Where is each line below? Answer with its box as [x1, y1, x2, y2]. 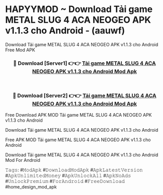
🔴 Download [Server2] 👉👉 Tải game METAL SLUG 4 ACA [12, 92, 157, 99]
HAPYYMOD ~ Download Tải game [5, 4, 153, 15]
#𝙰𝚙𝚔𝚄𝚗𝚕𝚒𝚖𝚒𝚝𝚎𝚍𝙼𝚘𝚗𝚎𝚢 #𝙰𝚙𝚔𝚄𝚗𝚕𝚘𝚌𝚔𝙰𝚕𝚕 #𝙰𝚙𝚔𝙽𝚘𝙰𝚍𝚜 [5, 172, 131, 178]
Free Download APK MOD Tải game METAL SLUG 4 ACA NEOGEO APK [5, 112, 152, 118]
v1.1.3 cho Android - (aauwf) [5, 25, 125, 36]
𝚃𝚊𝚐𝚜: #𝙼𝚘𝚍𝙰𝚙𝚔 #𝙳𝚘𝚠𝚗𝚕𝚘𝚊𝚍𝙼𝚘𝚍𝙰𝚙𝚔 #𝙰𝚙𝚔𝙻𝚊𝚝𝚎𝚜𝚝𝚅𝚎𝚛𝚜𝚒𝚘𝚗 [5, 167, 143, 173]
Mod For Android [5, 157, 40, 163]
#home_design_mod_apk [5, 183, 57, 189]
